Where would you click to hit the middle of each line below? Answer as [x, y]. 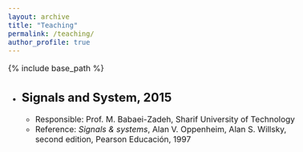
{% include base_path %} [56, 68]
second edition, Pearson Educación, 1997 [113, 139]
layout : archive [39, 16]
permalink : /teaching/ [51, 34]
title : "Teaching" [43, 25]
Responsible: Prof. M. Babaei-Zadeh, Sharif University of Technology [165, 119]
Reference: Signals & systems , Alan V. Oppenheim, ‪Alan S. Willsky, [161, 130]
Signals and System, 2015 [97, 97]
